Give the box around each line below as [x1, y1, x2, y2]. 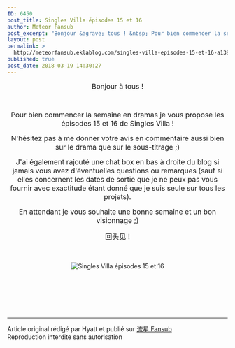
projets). [104, 191, 131, 201]
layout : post [7, 36, 45, 43]
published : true [7, 56, 55, 63]
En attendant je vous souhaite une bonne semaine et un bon [18, 207, 217, 217]
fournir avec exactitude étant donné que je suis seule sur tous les [10, 183, 225, 193]
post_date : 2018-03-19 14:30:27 [7, 62, 101, 69]
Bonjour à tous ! [91, 81, 144, 91]
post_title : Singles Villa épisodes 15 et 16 [7, 17, 142, 24]
